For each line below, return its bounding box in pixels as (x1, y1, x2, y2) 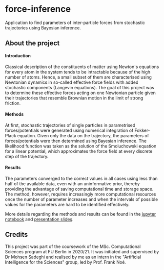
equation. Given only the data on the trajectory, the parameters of (17, 132, 149, 138)
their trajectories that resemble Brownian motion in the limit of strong (5, 95, 143, 101)
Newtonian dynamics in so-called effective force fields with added (5, 79, 139, 85)
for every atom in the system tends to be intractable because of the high (5, 69, 150, 74)
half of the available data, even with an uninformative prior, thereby (5, 180, 140, 187)
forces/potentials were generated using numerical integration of (5, 127, 134, 133)
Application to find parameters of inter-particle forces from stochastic (5, 20, 145, 25)
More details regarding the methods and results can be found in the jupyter (5, 211, 156, 217)
